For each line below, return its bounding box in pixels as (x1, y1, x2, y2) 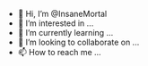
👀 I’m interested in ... (17, 18, 94, 29)
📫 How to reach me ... (17, 47, 101, 57)
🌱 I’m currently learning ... (17, 28, 114, 37)
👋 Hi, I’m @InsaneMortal (17, 9, 108, 19)
